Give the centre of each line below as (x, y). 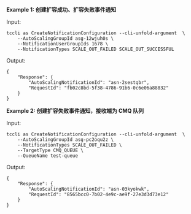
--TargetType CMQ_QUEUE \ (51, 150)
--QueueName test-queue (48, 156)
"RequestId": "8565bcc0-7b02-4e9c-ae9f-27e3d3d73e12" (99, 194)
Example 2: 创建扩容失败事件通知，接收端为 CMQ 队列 (75, 111)
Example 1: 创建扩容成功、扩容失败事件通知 (61, 10)
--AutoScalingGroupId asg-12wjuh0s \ (66, 39)
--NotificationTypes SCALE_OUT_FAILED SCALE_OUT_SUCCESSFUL (96, 49)
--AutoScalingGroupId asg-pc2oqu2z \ (66, 140)
